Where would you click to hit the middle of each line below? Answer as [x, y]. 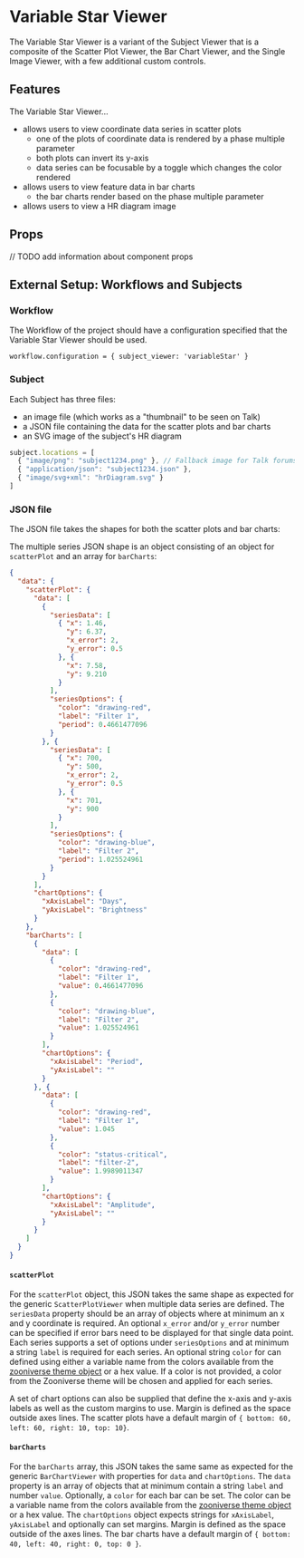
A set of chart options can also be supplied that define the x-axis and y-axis [151, 1398]
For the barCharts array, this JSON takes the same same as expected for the [152, 1466]
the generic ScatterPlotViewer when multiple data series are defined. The [147, 1304]
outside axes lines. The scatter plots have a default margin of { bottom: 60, [151, 1418]
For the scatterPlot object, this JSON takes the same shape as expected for [152, 1294]
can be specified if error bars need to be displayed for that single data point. [152, 1333]
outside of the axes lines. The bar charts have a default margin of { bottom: [150, 1534]
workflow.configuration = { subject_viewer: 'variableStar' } [129, 357]
